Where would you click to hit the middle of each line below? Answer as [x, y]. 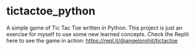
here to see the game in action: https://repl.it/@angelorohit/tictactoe [92, 40]
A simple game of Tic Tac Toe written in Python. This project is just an [94, 28]
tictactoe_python [51, 11]
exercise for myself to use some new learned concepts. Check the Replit [98, 34]
